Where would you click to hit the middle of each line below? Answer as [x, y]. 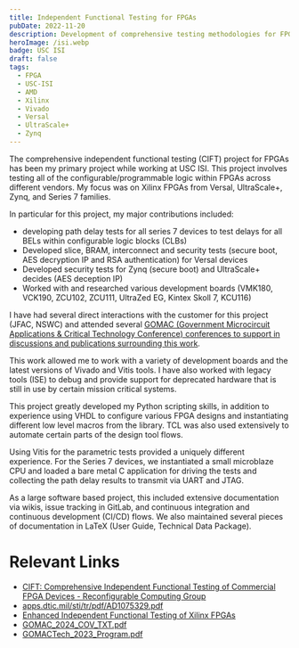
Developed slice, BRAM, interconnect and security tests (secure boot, [149, 250]
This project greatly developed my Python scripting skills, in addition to [139, 406]
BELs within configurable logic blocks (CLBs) [105, 241]
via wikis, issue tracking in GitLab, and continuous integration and [129, 507]
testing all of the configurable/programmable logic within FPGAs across [140, 177]
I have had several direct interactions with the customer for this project [139, 315]
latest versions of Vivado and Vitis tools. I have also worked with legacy [140, 370]
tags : [19, 68]
